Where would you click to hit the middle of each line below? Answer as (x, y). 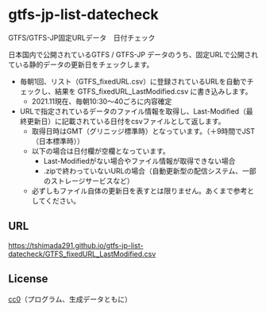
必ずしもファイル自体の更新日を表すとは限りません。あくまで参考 (139, 190)
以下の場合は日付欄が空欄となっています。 (101, 151)
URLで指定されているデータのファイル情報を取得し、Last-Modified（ (133, 111)
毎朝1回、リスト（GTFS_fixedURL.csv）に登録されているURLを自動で (133, 81)
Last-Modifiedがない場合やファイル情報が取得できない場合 (139, 161)
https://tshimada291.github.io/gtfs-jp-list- (76, 245)
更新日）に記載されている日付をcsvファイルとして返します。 (126, 121)
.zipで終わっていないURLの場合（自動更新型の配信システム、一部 (150, 171)
